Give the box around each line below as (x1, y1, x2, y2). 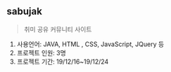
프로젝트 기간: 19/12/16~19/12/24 (16, 57, 109, 66)
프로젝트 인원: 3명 (16, 48, 66, 57)
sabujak (6, 6, 43, 17)
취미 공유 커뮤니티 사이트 (23, 24, 92, 34)
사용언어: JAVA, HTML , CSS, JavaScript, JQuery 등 (16, 40, 165, 48)
